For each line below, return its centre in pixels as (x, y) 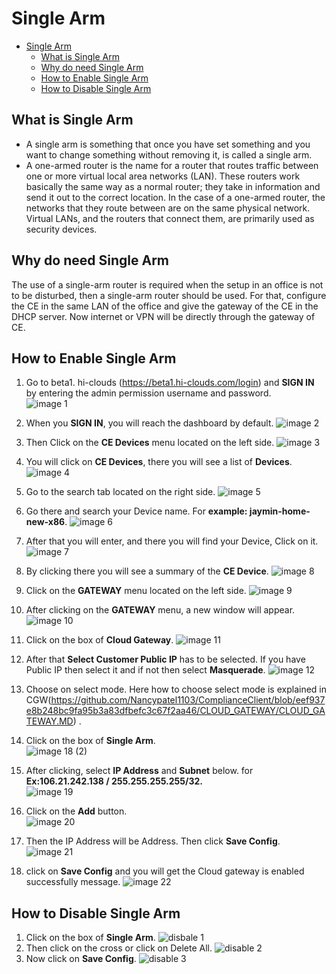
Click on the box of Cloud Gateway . (99, 640)
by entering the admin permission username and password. (148, 393)
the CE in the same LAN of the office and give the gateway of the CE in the (165, 306)
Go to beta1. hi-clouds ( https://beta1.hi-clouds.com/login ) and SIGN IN (170, 383)
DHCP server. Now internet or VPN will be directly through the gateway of (163, 316)
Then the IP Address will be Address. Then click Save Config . (153, 841)
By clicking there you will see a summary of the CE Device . (147, 571)
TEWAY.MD (49, 721)
